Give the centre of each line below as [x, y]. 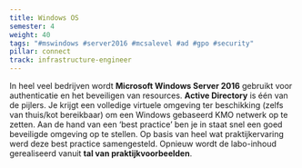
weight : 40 [30, 35]
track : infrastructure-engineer [70, 60]
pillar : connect [40, 52]
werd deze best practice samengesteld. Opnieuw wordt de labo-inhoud [143, 143]
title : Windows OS [44, 18]
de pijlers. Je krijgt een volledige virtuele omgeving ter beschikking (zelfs [146, 105]
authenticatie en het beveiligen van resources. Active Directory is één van [149, 95]
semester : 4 [32, 26]
